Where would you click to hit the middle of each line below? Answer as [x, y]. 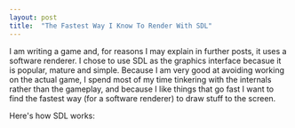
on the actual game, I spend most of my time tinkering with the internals [140, 79]
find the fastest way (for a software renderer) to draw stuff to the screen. [143, 98]
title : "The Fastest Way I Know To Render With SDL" [111, 26]
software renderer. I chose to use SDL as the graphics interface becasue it [145, 60]
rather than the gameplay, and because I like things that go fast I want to [142, 89]
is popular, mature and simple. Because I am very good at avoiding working [147, 70]
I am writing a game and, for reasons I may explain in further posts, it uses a [148, 51]
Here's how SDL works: [52, 116]
